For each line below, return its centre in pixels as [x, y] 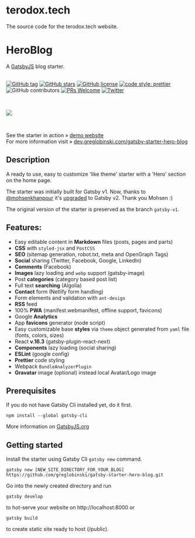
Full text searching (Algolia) [48, 285]
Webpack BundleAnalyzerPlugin [53, 366]
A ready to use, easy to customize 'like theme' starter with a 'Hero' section [96, 174]
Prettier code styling [40, 360]
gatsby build [22, 518]
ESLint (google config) [42, 354]
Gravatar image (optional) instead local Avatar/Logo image [85, 372]
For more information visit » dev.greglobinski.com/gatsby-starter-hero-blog [97, 141]
